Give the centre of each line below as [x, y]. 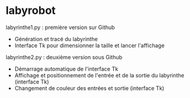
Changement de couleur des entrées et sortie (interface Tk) [90, 88]
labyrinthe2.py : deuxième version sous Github [64, 57]
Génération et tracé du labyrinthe [56, 39]
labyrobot [31, 11]
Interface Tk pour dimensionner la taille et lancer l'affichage [90, 45]
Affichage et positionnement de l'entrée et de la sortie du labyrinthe [99, 75]
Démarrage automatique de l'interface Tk [66, 69]
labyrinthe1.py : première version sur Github [60, 27]
